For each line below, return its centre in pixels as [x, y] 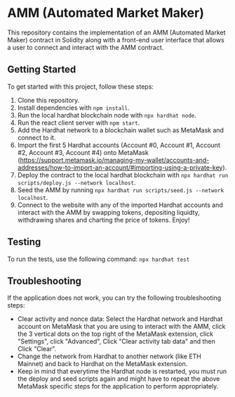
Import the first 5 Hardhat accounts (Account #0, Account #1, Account [119, 145]
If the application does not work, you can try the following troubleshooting [114, 298]
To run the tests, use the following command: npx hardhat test [99, 259]
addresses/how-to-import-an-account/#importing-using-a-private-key [120, 168]
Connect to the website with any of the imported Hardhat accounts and [120, 205]
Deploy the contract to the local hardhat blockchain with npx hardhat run [123, 175]
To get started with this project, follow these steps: [81, 87]
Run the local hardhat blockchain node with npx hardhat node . [107, 115]
